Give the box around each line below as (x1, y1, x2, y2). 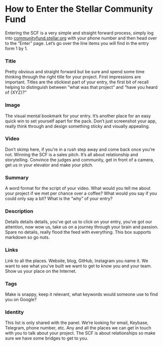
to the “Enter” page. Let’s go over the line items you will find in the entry (5, 40, 149, 46)
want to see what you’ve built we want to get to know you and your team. (5, 263, 152, 269)
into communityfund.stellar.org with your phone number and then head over (5, 35, 157, 41)
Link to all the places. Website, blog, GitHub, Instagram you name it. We (5, 258, 148, 264)
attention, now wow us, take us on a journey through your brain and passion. (5, 224, 159, 230)
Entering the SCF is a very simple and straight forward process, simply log (5, 30, 154, 36)
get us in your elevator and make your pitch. (5, 162, 93, 168)
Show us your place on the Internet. (5, 268, 77, 274)
